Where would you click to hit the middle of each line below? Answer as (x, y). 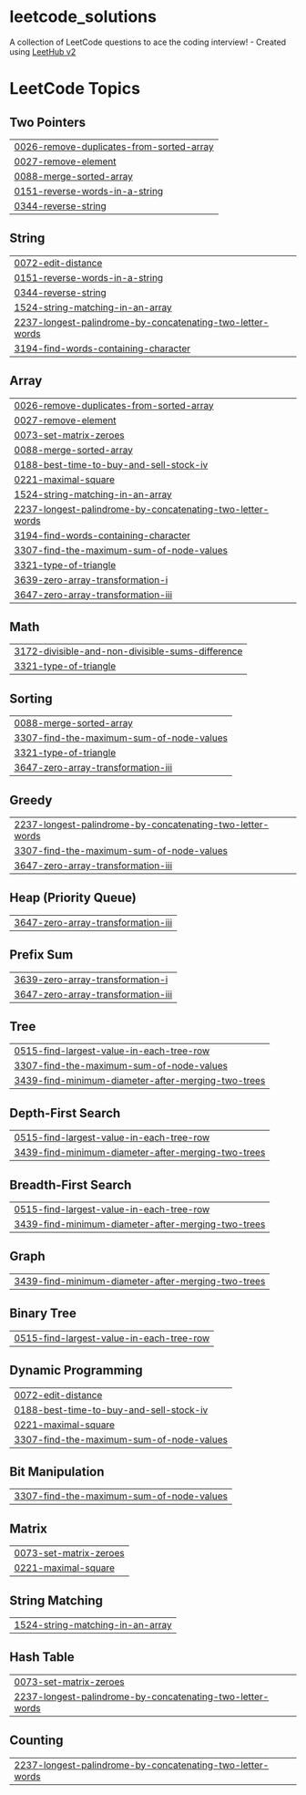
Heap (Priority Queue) (73, 898)
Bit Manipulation (57, 1472)
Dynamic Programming (76, 1370)
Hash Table (42, 1657)
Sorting (31, 698)
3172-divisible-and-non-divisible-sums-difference (128, 651)
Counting (36, 1741)
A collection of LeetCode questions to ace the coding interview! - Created (148, 42)
